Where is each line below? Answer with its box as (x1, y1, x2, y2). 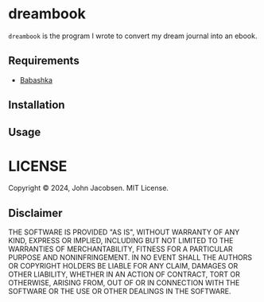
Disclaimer (8, 206, 63, 219)
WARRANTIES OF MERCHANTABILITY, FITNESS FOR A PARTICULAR (8, 244, 233, 254)
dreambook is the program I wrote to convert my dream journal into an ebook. (8, 31, 258, 41)
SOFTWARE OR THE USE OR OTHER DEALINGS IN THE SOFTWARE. (8, 287, 231, 296)
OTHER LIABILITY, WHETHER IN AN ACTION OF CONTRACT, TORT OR (8, 269, 240, 279)
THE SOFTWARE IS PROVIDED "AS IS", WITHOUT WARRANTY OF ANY (8, 227, 240, 237)
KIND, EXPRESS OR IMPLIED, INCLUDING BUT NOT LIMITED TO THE (8, 236, 234, 246)
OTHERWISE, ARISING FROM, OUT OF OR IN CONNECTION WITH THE (8, 278, 240, 288)
